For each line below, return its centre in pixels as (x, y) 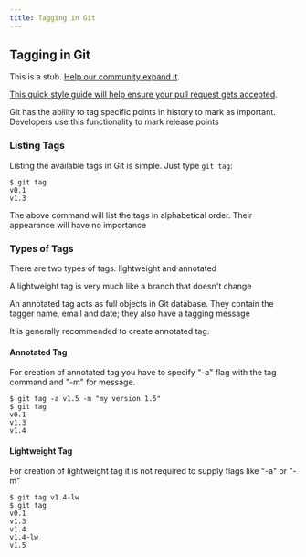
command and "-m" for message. (73, 382)
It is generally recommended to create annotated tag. (110, 331)
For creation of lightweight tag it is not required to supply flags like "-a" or (148, 471)
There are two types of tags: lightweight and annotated (113, 268)
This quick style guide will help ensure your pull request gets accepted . (144, 95)
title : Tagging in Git (53, 18)
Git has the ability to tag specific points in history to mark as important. (142, 112)
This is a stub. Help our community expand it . (95, 77)
